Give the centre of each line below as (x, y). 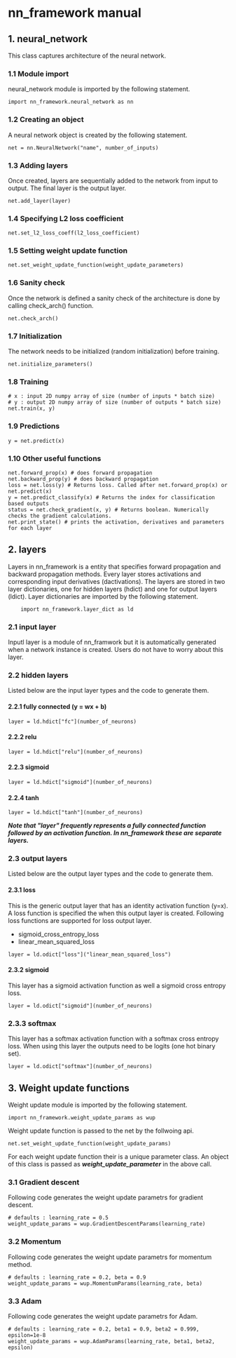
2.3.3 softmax (32, 1023)
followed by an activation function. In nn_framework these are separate (115, 833)
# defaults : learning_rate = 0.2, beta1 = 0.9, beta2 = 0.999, (104, 1329)
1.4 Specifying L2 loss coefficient (66, 218)
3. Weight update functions (69, 1088)
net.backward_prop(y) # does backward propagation (83, 479)
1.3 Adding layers (38, 165)
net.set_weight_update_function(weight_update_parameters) (96, 265)
